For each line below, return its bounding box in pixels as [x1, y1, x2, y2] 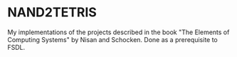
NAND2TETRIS [7, 4, 98, 21]
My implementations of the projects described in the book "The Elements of [7, 28, 230, 36]
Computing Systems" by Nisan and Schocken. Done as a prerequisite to [7, 35, 218, 43]
